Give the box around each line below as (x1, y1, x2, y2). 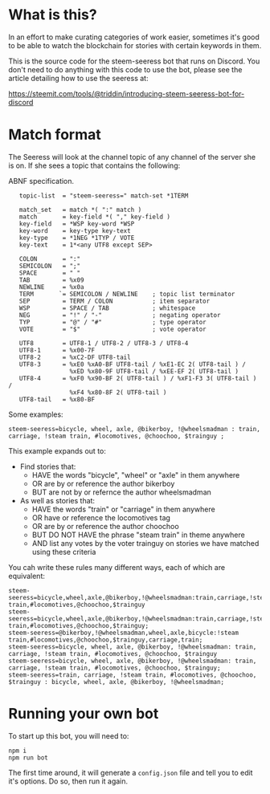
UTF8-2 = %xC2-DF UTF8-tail (18, 353, 131, 361)
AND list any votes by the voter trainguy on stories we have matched (31, 538, 260, 548)
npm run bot (8, 753, 48, 762)
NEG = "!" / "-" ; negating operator (18, 311, 221, 319)
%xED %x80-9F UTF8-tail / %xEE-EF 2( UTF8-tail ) (69, 367, 239, 375)
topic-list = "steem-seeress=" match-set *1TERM (18, 191, 189, 200)
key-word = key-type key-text (18, 226, 131, 234)
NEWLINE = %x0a (18, 283, 84, 291)
